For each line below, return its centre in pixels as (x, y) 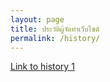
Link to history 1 (42, 67)
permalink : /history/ (55, 38)
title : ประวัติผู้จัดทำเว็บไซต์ (55, 29)
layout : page (37, 19)
